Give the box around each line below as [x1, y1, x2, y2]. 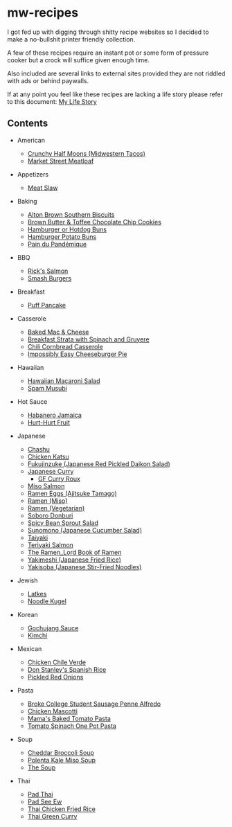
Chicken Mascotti [27, 706, 78, 715]
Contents [7, 118, 48, 130]
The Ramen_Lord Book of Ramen [27, 548, 122, 556]
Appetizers [17, 170, 49, 178]
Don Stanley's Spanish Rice [27, 665, 107, 673]
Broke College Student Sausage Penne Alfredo [27, 700, 161, 708]
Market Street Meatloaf [27, 157, 94, 165]
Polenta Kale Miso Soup [27, 756, 96, 764]
